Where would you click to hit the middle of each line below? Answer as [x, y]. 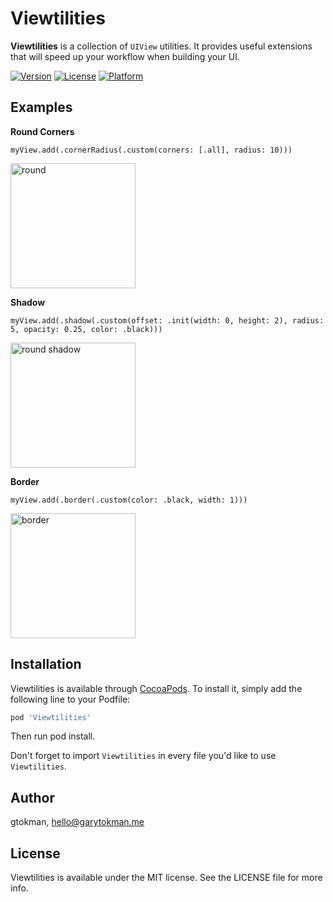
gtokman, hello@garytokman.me [77, 822]
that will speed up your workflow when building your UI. [125, 56]
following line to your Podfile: [70, 699]
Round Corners [42, 131]
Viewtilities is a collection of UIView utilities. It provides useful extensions [161, 46]
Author [32, 797]
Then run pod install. [53, 736]
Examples [41, 107]
